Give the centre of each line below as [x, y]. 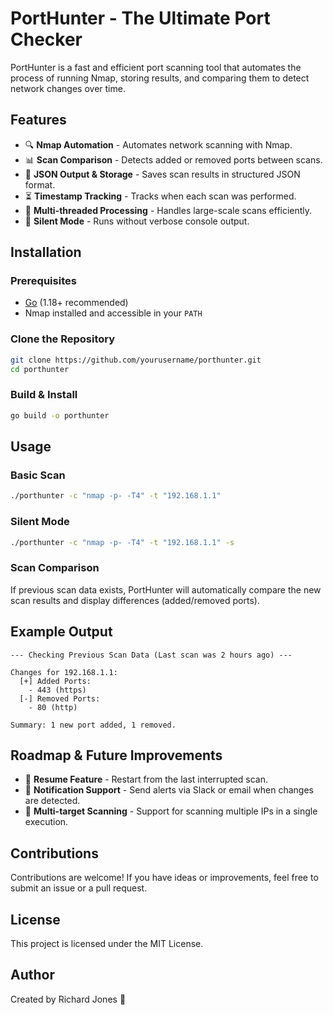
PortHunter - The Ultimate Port [140, 18]
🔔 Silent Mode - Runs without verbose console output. [137, 221]
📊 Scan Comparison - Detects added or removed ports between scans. [173, 159]
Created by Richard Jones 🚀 [68, 999]
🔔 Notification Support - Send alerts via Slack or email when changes [169, 790]
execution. [46, 822]
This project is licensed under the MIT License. [107, 943]
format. [40, 184]
